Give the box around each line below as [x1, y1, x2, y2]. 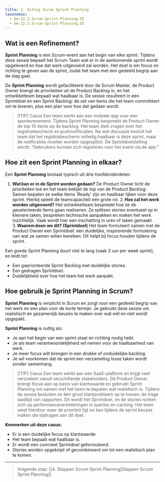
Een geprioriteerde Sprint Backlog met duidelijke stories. [12, 262, 127, 268]
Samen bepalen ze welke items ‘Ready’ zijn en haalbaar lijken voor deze [12, 191, 158, 197]
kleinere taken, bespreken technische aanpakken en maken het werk [12, 212, 151, 218]
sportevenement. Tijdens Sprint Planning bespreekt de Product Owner [17, 118, 160, 124]
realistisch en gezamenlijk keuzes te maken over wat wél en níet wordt [5, 310, 148, 317]
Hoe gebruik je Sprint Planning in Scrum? [5, 287, 134, 295]
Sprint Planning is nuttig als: [5, 325, 63, 331]
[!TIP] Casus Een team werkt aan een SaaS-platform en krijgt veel [17, 370, 150, 376]
